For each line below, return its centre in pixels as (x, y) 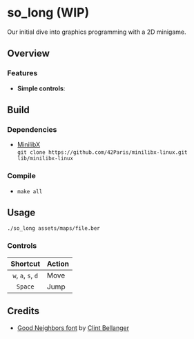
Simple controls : (41, 88)
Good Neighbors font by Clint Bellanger (73, 328)
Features (22, 73)
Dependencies (32, 129)
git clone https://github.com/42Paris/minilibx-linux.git (102, 153)
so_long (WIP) (48, 13)
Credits (23, 311)
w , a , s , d (26, 275)
